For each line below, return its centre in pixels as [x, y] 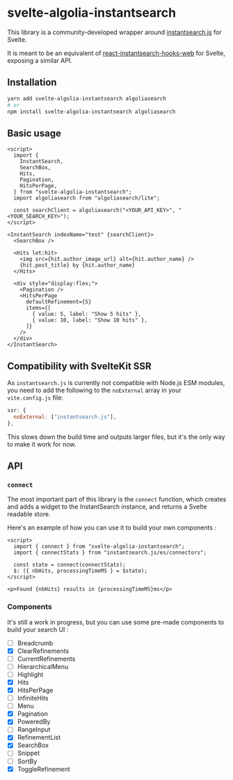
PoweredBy [34, 722]
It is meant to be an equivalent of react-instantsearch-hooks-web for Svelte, [116, 53]
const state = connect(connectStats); [70, 565]
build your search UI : [38, 629]
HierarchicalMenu [43, 666]
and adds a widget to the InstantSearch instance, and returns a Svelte [107, 507]
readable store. [29, 514]
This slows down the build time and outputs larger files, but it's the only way [116, 437]
